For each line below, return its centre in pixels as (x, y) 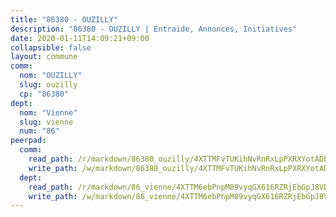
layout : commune (44, 57)
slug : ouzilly (48, 85)
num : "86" (39, 131)
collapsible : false (51, 47)
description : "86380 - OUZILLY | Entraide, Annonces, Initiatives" (154, 29)
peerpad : (28, 141)
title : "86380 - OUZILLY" (64, 19)
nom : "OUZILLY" (51, 76)
